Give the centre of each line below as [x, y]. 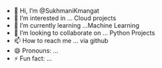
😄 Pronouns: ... [36, 51]
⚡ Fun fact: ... [33, 58]
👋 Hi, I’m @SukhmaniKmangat [56, 11]
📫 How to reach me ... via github [61, 41]
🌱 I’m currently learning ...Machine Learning [76, 25]
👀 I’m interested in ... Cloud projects [65, 18]
